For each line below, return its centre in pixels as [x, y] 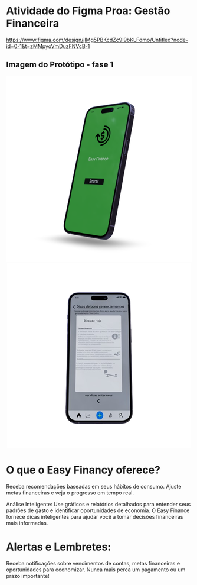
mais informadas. [27, 523]
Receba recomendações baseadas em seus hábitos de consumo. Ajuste [94, 486]
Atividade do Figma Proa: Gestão [88, 11]
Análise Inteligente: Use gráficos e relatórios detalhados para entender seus [98, 504]
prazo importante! [28, 576]
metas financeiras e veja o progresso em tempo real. [70, 493]
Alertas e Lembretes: [59, 547]
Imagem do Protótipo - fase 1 [60, 65]
